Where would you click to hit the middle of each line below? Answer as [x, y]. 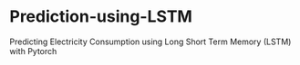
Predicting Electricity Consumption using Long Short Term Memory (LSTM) [150, 42]
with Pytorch [33, 51]
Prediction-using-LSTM [101, 17]
